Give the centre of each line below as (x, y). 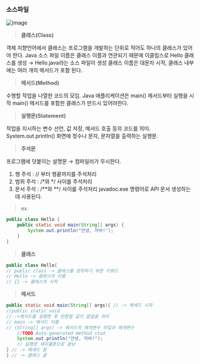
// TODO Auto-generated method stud (61, 333)
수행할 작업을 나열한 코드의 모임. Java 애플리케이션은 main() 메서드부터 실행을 (97, 96)
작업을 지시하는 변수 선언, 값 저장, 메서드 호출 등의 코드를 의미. (79, 129)
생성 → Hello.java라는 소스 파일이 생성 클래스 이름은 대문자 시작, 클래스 (100, 63)
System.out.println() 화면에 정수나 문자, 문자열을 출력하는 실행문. (82, 136)
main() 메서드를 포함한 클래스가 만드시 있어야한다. (70, 103)
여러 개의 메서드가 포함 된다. (50, 71)
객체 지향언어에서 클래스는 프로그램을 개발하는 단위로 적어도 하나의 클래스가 (94, 48)
